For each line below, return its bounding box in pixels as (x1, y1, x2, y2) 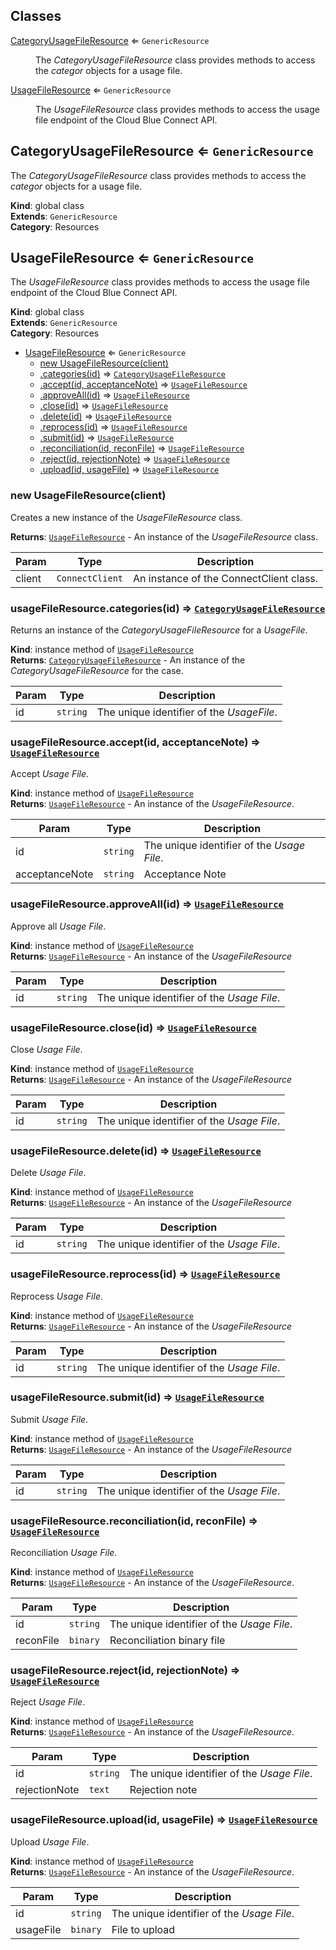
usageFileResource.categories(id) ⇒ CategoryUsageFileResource (10, 601, 326, 615)
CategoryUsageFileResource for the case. (10, 665, 184, 677)
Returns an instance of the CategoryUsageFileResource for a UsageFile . (10, 624, 308, 636)
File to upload (111, 1922, 176, 1936)
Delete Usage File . (10, 1167, 87, 1179)
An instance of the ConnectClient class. (133, 571, 319, 585)
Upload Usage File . (10, 1835, 90, 1848)
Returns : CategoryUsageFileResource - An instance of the (10, 654, 246, 666)
